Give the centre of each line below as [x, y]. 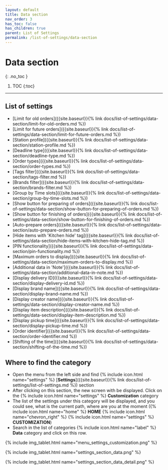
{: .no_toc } [16, 76]
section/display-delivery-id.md [44, 283]
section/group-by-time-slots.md [45, 198]
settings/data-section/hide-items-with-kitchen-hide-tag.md [74, 240]
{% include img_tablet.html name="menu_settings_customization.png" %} [81, 442]
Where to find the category [48, 363]
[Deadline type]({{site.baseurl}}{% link [52, 150]
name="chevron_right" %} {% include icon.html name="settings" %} [83, 417]
